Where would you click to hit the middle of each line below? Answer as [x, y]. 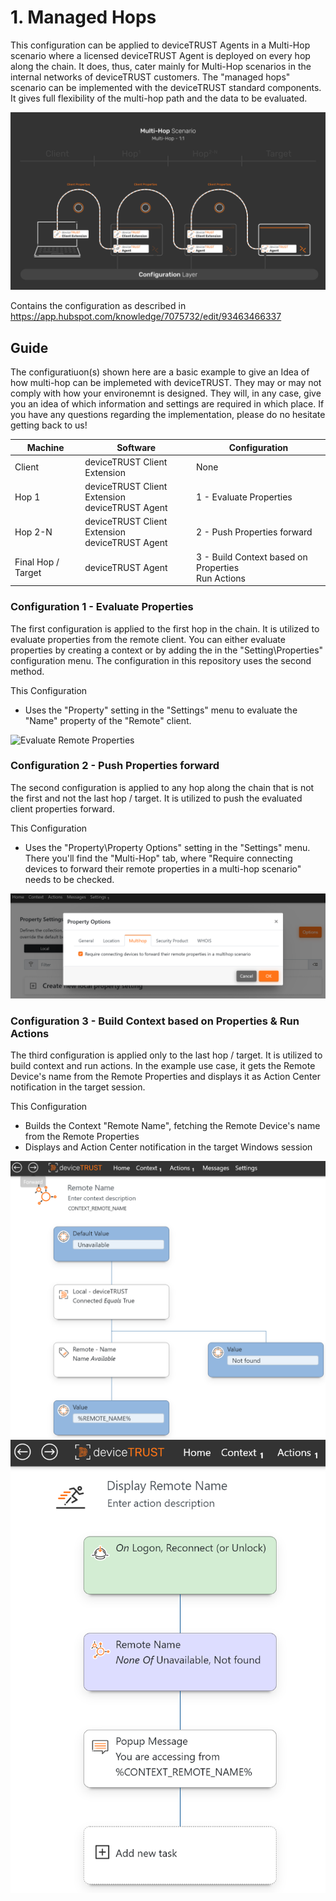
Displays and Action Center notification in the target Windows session [168, 1147]
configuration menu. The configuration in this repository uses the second [161, 660]
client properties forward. [62, 808]
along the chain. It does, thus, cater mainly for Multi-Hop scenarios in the [161, 66]
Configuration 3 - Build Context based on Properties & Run [155, 1021]
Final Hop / [37, 562]
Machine [45, 447]
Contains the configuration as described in [98, 306]
